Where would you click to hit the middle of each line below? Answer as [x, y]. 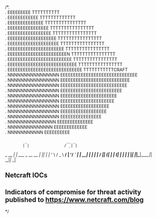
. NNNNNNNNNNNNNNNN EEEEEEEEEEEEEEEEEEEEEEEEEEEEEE [71, 75]
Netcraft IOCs [26, 176]
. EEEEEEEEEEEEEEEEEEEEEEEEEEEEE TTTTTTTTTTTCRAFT [67, 70]
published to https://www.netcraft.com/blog [75, 200]
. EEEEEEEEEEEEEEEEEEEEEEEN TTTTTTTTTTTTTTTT [60, 54]
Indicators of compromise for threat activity [73, 192]
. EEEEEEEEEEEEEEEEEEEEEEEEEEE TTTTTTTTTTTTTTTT [64, 64]
